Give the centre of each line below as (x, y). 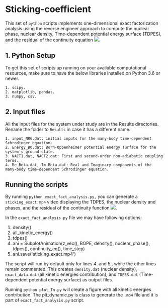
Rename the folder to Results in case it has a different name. (68, 129)
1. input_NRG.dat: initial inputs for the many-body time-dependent (78, 138)
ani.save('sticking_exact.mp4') (44, 254)
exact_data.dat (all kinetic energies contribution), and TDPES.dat (72, 274)
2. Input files (25, 112)
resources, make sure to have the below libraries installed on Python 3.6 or (83, 73)
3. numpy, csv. (21, 96)
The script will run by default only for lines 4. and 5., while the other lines (80, 264)
